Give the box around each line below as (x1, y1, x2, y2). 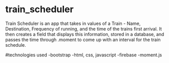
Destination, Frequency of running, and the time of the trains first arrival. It (5, 25, 162, 31)
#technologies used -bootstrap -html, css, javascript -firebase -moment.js (5, 52, 162, 58)
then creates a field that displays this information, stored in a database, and (5, 31, 164, 37)
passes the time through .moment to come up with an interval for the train (5, 37, 161, 43)
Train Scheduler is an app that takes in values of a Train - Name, (5, 20, 141, 26)
